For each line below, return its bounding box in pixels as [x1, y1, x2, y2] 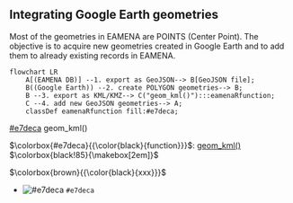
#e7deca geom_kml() [9, 122, 88, 133]
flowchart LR [9, 67, 58, 76]
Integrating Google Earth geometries [9, 7, 218, 22]
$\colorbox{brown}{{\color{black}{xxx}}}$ [9, 166, 167, 178]
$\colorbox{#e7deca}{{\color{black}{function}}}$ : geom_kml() [9, 139, 241, 151]
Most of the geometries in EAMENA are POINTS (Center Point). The [9, 31, 259, 41]
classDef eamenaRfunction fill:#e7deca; [25, 107, 179, 116]
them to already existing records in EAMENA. [9, 49, 176, 61]
